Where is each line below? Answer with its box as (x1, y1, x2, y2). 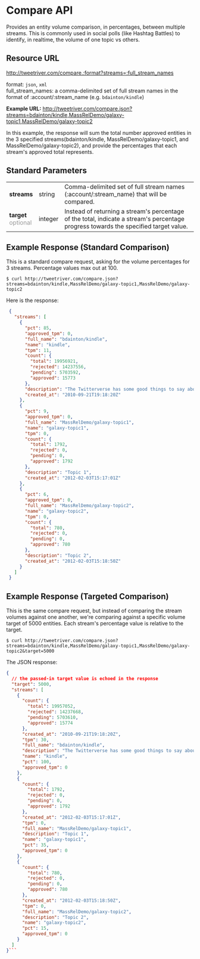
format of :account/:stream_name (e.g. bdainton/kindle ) (6, 93, 145, 100)
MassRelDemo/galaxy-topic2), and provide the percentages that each (6, 141, 177, 149)
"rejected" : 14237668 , (27, 709, 84, 715)
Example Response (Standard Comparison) (6, 242, 170, 252)
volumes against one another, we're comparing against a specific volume (6, 613, 186, 621)
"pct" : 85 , (24, 325, 52, 331)
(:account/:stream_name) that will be (64, 190, 167, 198)
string (38, 190, 55, 198)
